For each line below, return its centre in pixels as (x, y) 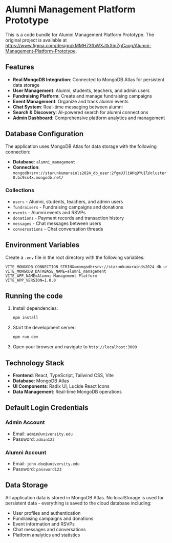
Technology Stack (35, 363)
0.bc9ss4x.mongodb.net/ (38, 177)
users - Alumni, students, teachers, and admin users (68, 201)
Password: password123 (37, 469)
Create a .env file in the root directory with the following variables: (75, 257)
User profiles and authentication (47, 513)
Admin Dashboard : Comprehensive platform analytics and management (89, 118)
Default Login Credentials (47, 408)
